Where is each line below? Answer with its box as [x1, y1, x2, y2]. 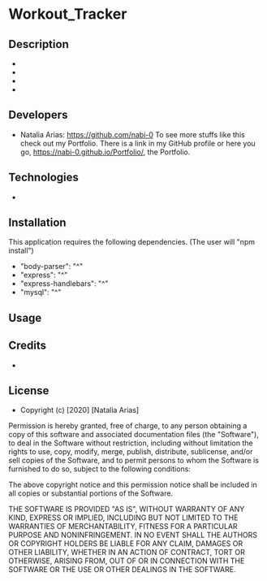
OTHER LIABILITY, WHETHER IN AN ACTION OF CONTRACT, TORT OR [8, 548, 245, 557]
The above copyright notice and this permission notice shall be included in [8, 480, 257, 490]
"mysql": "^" [19, 288, 62, 297]
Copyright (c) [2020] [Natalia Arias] [19, 405, 140, 415]
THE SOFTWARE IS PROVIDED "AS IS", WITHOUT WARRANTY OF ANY [8, 505, 245, 514]
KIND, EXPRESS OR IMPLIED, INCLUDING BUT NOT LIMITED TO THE [8, 513, 239, 522]
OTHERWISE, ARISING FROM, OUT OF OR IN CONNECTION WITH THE [8, 556, 245, 566]
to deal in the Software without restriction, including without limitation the [8, 438, 253, 448]
